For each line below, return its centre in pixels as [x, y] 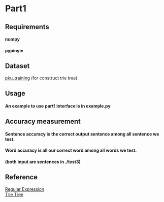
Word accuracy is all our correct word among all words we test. [71, 150]
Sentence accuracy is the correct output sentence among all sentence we [82, 134]
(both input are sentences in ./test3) [43, 162]
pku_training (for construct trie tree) [41, 78]
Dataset [17, 66]
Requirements [27, 27]
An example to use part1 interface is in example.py [58, 106]
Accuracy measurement [43, 121]
